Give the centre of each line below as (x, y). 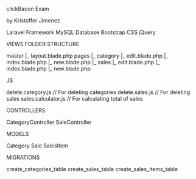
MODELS (18, 134)
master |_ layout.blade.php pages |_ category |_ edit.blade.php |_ (87, 56)
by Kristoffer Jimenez (33, 20)
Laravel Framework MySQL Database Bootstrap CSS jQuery (81, 32)
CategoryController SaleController (49, 122)
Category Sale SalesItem (37, 146)
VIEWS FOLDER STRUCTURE (43, 44)
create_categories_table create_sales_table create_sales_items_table (92, 169)
